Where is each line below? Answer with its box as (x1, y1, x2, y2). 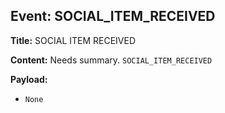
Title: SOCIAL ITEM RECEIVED (10, 34, 137, 46)
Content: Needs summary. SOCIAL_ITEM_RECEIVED (10, 54, 213, 66)
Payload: (10, 73, 48, 85)
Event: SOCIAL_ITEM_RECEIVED (10, 8, 216, 25)
